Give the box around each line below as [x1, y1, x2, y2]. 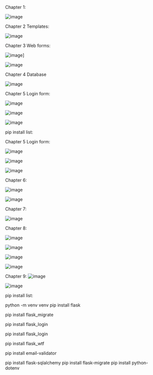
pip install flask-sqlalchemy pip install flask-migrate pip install [5, 360, 131, 366]
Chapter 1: [5, 4, 26, 10]
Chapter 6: [5, 177, 27, 183]
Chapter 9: [5, 273, 27, 279]
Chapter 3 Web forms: [5, 43, 51, 49]
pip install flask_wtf [5, 341, 45, 346]
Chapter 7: [5, 206, 27, 212]
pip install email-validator [5, 350, 57, 356]
